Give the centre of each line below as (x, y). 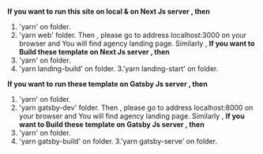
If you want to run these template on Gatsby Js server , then (108, 84)
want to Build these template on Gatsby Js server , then (111, 124)
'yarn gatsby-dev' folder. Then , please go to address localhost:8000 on (136, 107)
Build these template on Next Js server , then (94, 52)
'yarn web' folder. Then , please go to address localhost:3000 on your (132, 35)
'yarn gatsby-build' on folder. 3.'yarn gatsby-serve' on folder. (118, 141)
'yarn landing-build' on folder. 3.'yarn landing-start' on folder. (118, 69)
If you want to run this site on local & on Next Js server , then (109, 11)
